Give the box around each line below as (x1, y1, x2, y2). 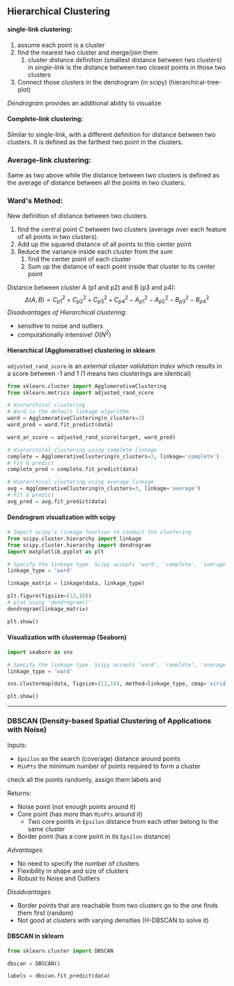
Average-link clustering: (7, 155, 92, 165)
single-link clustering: (7, 24, 73, 34)
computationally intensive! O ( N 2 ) (17, 328, 111, 338)
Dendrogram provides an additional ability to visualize (7, 99, 162, 107)
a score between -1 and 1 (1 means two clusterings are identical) (7, 369, 192, 377)
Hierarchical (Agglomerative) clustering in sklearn (7, 346, 155, 355)
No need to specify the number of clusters (17, 859, 139, 867)
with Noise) (7, 725, 47, 734)
